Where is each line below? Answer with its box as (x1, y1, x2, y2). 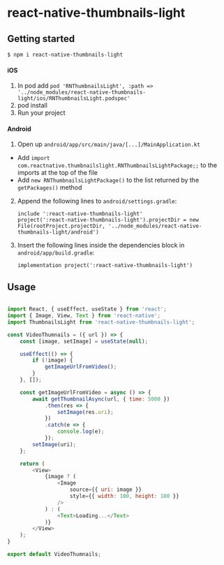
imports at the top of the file (17, 169, 98, 177)
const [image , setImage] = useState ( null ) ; (20, 338, 149, 345)
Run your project (17, 108, 66, 117)
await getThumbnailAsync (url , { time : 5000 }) (32, 395, 170, 403)
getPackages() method (17, 183, 82, 192)
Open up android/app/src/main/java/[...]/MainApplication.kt (17, 140, 201, 148)
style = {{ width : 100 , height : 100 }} (69, 493, 179, 500)
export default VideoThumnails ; (7, 551, 101, 558)
